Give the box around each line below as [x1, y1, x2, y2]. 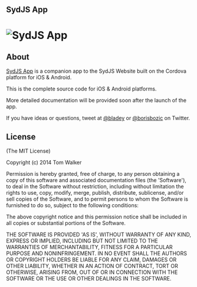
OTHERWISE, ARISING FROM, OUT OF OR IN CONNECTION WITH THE [6, 269, 178, 276]
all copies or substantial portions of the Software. [6, 220, 126, 227]
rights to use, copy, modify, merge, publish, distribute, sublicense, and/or [6, 189, 184, 196]
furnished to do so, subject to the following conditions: [6, 202, 139, 209]
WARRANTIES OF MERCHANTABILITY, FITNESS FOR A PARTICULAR [6, 244, 173, 251]
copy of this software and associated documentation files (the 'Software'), [6, 177, 187, 184]
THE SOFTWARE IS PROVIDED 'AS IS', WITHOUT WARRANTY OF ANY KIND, [6, 231, 192, 238]
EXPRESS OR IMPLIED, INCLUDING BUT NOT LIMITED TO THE [6, 237, 158, 244]
